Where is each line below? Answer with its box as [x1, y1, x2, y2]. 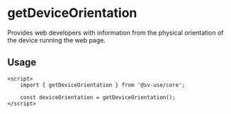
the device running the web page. [7, 35, 106, 44]
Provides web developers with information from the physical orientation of [7, 28, 224, 37]
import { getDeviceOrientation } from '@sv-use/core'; [20, 81, 186, 89]
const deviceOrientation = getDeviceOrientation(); [20, 93, 176, 101]
